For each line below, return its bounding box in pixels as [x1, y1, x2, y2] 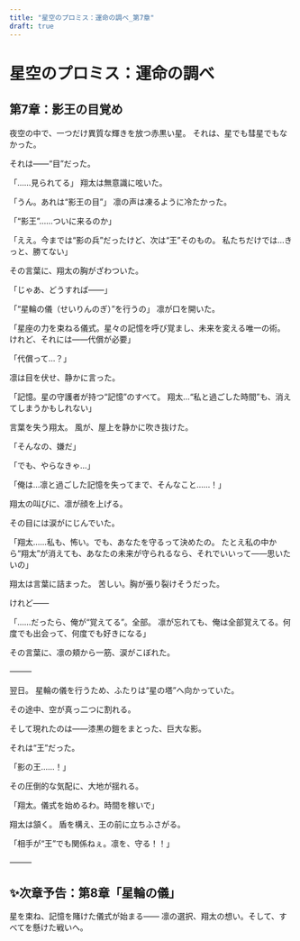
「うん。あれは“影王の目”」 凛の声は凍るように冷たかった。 [9, 196, 232, 207]
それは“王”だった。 [9, 742, 80, 753]
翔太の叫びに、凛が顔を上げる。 [9, 498, 128, 509]
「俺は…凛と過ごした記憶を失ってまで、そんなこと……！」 [9, 479, 227, 489]
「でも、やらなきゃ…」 [9, 460, 95, 470]
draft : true [9, 22, 54, 31]
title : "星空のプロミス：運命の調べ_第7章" [9, 13, 155, 23]
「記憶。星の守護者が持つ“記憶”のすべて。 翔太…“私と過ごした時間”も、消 [9, 391, 284, 402]
